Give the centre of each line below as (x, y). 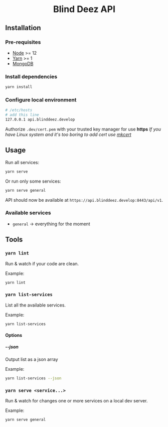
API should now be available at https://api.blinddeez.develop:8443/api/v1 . (84, 200)
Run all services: (22, 162)
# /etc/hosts (19, 110)
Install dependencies (31, 76)
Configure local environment (41, 100)
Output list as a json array (32, 359)
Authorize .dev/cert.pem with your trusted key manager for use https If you (83, 129)
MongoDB (23, 63)
